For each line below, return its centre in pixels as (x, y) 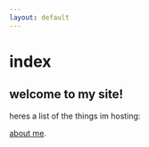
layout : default (39, 17)
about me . (28, 133)
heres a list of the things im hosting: (75, 116)
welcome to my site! (66, 94)
